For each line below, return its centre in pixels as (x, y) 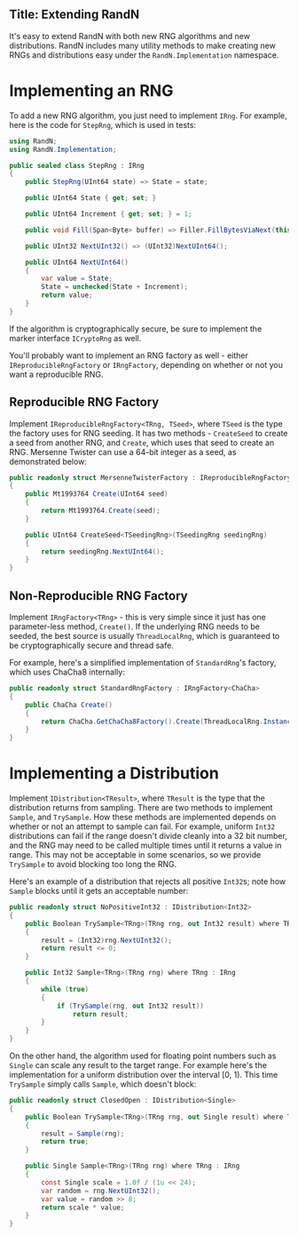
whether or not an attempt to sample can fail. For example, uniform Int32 (142, 826)
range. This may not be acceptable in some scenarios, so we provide (135, 855)
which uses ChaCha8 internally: (67, 672)
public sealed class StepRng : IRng (77, 165)
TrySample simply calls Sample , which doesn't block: (103, 1084)
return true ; (65, 1142)
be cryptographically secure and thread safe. (92, 645)
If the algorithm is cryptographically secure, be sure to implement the (136, 329)
